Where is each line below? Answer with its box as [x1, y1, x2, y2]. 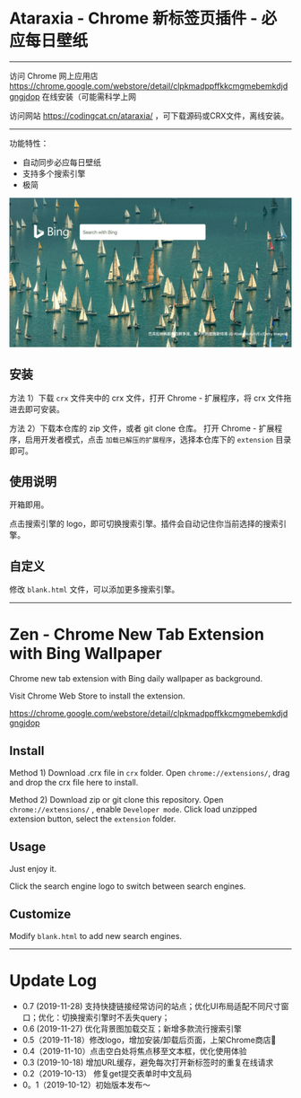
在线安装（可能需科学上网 [41, 91, 137, 101]
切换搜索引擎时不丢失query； [61, 1012, 170, 1023]
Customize [9, 907, 72, 922]
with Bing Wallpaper [9, 644, 163, 664]
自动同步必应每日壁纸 [21, 156, 101, 167]
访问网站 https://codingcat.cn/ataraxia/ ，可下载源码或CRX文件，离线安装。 [9, 110, 289, 121]
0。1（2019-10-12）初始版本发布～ [21, 1079, 150, 1091]
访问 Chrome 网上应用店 [9, 70, 99, 81]
